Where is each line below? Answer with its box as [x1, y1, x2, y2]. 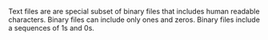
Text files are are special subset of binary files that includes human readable [8, 7, 260, 16]
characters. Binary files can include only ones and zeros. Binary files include [8, 15, 260, 24]
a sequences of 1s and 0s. [8, 24, 94, 32]
